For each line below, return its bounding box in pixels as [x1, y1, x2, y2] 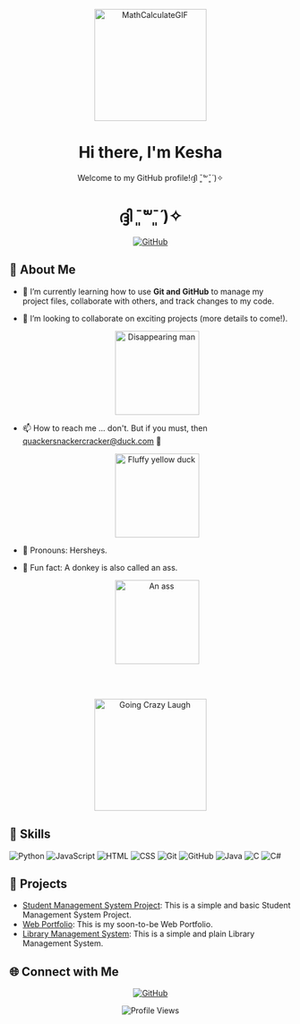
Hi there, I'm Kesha [78, 142, 223, 163]
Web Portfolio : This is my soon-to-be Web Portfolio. [21, 919, 213, 930]
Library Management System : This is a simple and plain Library [21, 928, 255, 940]
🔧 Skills [9, 827, 51, 842]
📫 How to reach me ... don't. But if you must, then [21, 422, 208, 434]
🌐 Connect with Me [9, 964, 119, 979]
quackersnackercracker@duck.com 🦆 [21, 435, 162, 446]
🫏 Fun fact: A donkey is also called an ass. [21, 562, 178, 572]
